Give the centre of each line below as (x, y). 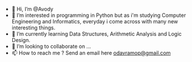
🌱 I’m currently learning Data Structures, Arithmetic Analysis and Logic (97, 34)
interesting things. (33, 27)
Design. (21, 40)
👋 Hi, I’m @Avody (32, 9)
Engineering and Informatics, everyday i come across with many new (95, 21)
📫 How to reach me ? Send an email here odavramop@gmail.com (91, 53)
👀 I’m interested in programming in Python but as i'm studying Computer (99, 15)
